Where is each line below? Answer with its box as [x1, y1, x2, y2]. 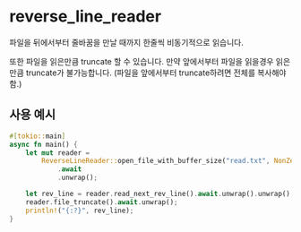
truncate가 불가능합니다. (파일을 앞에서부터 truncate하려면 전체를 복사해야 [25, 67, 287, 78]
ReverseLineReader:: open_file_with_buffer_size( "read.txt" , [41, 157, 271, 166]
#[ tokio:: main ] [9, 132, 66, 141]
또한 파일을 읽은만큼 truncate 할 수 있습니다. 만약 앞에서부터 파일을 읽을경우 [9, 56, 274, 66]
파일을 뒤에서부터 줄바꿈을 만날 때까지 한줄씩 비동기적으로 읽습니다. [9, 37, 244, 47]
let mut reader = [25, 148, 90, 158]
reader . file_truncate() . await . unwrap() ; [25, 197, 178, 207]
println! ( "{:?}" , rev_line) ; [25, 206, 134, 215]
